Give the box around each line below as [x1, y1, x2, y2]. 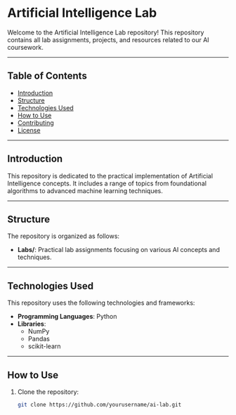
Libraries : [17, 320, 46, 328]
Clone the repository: [17, 388, 79, 396]
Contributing [17, 118, 54, 127]
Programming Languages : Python [17, 312, 117, 321]
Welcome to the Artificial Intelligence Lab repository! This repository [7, 28, 204, 37]
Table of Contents [7, 70, 88, 82]
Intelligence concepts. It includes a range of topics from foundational [7, 179, 207, 187]
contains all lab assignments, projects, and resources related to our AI [7, 35, 209, 44]
